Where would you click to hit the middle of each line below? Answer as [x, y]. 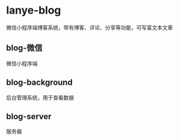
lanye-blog [34, 10]
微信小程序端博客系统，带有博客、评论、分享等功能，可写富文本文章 [89, 27]
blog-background [40, 83]
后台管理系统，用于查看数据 [40, 97]
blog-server [29, 116]
